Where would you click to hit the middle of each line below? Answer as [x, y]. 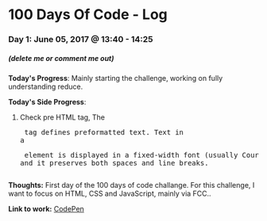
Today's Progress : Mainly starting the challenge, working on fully [116, 78]
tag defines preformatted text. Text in [104, 133]
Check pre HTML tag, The [62, 117]
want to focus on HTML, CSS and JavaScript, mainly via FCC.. [110, 194]
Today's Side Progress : [47, 102]
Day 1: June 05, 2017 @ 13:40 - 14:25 [81, 40]
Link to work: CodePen [46, 209]
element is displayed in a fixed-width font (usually [131, 155]
